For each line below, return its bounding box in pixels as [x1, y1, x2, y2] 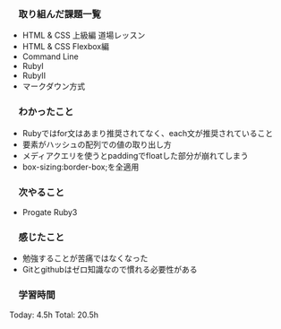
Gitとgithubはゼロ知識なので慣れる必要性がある [21, 264, 198, 275]
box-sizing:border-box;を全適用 [21, 161, 140, 172]
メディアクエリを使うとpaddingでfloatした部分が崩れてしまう [21, 150, 249, 160]
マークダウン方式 [21, 81, 86, 91]
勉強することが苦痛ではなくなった [21, 253, 149, 264]
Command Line [21, 51, 79, 62]
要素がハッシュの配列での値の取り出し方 [21, 139, 172, 150]
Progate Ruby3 [21, 206, 78, 217]
